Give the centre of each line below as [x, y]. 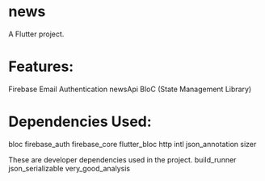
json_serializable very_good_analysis [69, 168]
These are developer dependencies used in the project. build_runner [122, 159]
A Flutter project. [36, 34]
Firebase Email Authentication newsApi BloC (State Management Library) [130, 89]
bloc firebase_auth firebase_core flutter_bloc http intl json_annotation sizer [132, 144]
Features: [41, 67]
